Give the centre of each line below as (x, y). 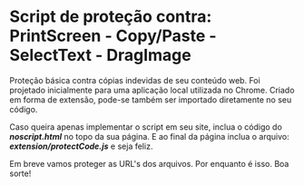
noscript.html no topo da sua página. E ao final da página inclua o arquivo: (149, 136)
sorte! (20, 173)
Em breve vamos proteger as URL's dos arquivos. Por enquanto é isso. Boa (149, 163)
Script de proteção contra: (111, 17)
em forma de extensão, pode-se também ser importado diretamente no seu (151, 99)
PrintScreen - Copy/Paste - (113, 36)
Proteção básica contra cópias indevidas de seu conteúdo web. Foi (135, 80)
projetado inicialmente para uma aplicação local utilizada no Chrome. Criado (152, 90)
